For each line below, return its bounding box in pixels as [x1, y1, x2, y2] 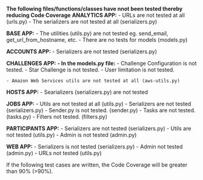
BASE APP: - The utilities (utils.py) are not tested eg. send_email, [6, 30, 168, 37]
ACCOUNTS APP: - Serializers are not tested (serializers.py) [6, 48, 158, 55]
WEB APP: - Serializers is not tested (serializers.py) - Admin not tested [6, 143, 183, 150]
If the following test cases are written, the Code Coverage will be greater [6, 161, 188, 168]
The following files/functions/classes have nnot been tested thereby [6, 5, 183, 12]
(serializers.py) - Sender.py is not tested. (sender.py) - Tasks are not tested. [6, 107, 196, 114]
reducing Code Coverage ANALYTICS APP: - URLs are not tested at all [6, 12, 185, 19]
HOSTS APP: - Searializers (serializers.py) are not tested [6, 88, 148, 96]
